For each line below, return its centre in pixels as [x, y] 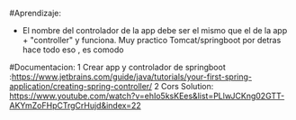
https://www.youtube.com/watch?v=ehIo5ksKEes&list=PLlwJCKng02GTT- [147, 96]
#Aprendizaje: [35, 13]
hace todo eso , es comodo [73, 50]
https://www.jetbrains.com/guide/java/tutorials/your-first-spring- [132, 77]
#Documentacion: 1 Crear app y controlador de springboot [118, 67]
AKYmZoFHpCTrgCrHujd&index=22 [75, 106]
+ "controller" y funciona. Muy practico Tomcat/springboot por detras [152, 40]
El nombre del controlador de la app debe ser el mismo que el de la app [155, 30]
